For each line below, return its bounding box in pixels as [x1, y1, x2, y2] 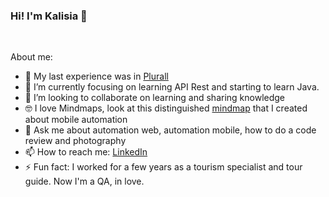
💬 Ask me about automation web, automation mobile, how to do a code [24, 124, 317, 136]
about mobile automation [24, 114, 128, 126]
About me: [10, 51, 53, 63]
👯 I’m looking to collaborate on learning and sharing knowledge [24, 92, 286, 104]
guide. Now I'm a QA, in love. [24, 175, 145, 188]
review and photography [24, 135, 127, 147]
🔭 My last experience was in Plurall [24, 70, 169, 83]
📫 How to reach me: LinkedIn [24, 146, 148, 158]
